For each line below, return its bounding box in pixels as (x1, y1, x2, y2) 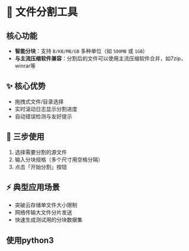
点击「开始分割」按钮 (14, 163, 67, 170)
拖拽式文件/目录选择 (14, 98, 64, 105)
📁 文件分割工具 (6, 5, 78, 19)
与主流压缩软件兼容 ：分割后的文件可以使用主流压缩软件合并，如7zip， (14, 55, 187, 62)
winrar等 (14, 63, 36, 69)
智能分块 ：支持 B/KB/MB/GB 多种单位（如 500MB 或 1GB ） (14, 48, 148, 54)
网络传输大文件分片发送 (14, 209, 72, 216)
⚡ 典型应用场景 (6, 182, 60, 193)
